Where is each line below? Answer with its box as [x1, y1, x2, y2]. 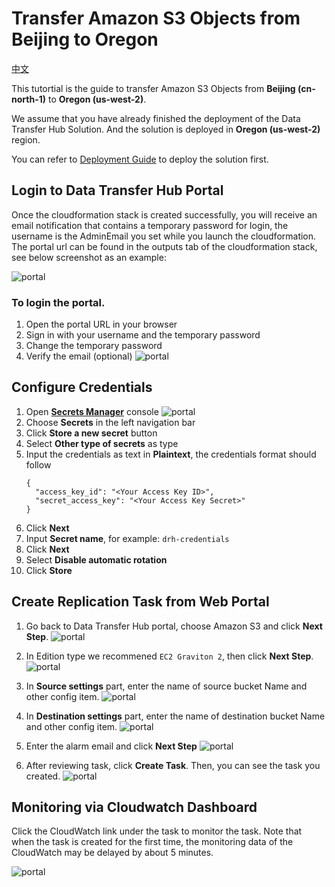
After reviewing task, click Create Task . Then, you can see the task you [25, 759, 321, 771]
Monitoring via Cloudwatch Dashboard [11, 799, 258, 816]
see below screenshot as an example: [11, 251, 167, 263]
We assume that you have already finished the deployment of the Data [11, 112, 301, 124]
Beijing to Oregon [11, 28, 159, 51]
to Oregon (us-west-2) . [47, 93, 147, 105]
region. [11, 133, 41, 146]
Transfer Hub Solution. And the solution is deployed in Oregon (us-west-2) [11, 123, 321, 135]
